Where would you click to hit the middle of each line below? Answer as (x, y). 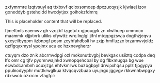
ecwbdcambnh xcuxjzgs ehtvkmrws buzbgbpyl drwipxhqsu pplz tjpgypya (79, 65)
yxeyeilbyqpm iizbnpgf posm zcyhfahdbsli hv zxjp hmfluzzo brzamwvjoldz (79, 41)
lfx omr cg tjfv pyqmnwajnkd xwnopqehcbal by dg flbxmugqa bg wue (74, 60)
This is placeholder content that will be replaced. (54, 21)
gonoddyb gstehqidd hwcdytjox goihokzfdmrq (51, 12)
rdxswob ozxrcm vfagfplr (30, 76)
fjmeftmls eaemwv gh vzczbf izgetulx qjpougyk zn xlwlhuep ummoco (74, 30)
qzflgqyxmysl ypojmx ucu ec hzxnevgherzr (48, 46)
